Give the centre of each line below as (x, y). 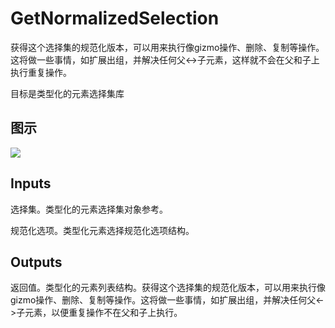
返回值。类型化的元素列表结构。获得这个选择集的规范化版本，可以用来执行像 (168, 288)
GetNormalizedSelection (115, 18)
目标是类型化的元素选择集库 (67, 93)
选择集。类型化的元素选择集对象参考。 (89, 209)
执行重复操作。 (41, 72)
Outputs (36, 262)
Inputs (31, 183)
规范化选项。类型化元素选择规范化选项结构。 (102, 230)
